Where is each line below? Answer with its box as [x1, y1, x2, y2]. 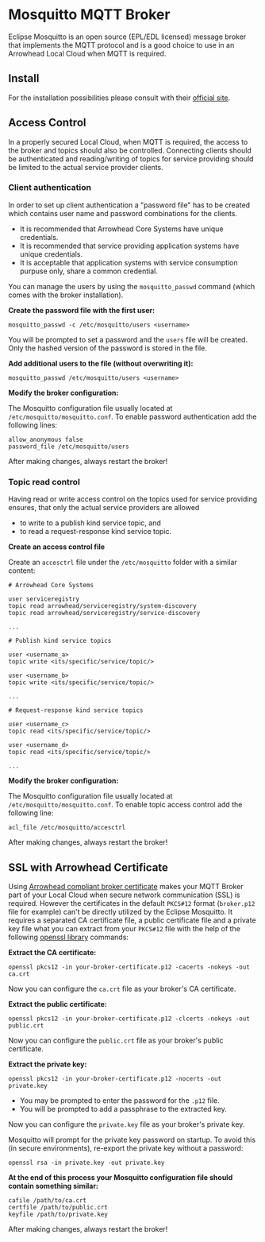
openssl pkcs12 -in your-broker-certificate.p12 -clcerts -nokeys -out [8, 1015, 250, 1023]
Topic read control [8, 476, 81, 487]
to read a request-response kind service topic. [19, 527, 172, 536]
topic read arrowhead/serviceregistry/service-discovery [8, 609, 201, 617]
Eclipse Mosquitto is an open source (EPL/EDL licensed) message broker [8, 32, 247, 41]
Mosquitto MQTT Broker [8, 6, 171, 24]
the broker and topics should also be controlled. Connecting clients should [8, 145, 252, 155]
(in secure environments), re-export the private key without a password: [8, 1143, 244, 1153]
